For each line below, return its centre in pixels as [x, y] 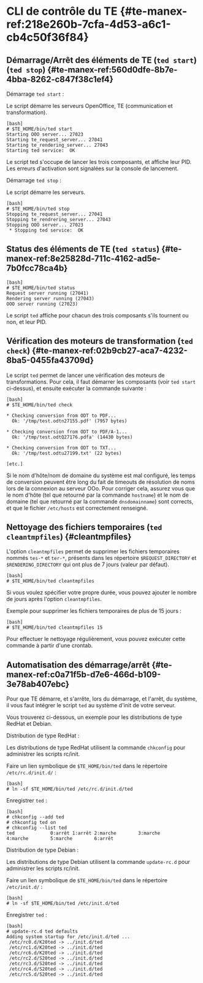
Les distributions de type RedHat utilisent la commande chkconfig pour [96, 748]
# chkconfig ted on [31, 823]
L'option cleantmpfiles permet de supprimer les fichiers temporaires [93, 551]
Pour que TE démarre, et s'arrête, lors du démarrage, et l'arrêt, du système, [102, 699]
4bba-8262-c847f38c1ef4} [60, 79]
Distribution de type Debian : [43, 850]
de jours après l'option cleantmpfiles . [54, 599]
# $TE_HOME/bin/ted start [39, 129]
